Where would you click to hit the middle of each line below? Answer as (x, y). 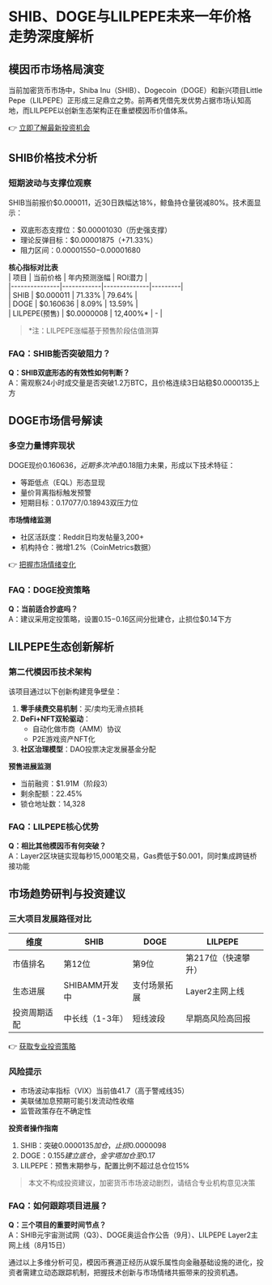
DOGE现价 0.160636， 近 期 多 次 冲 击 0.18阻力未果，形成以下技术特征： (122, 465)
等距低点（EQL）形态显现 (62, 482)
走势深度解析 (51, 37)
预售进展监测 (30, 766)
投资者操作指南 (33, 1128)
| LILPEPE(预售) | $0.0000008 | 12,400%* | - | (86, 313)
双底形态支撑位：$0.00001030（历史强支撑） (96, 230)
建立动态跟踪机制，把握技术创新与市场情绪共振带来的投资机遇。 (136, 1273)
